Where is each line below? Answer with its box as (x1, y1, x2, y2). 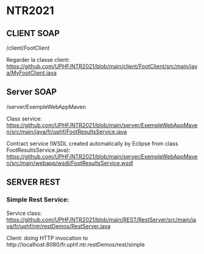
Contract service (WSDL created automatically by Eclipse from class (6, 140, 178, 147)
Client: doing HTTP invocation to (6, 234, 89, 242)
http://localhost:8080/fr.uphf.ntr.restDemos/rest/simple (6, 241, 145, 248)
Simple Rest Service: (6, 195, 70, 204)
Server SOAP (6, 87, 57, 97)
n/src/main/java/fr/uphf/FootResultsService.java (6, 128, 127, 135)
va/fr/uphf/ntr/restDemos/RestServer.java (6, 222, 111, 230)
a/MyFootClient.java (6, 69, 57, 77)
